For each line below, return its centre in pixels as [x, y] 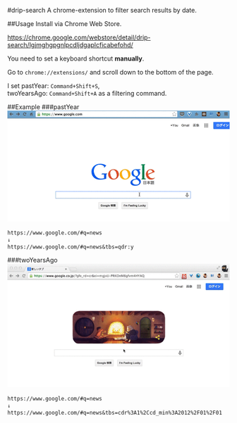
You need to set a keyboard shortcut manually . [76, 58]
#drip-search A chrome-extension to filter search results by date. [102, 10]
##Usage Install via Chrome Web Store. [65, 24]
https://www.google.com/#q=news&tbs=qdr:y [71, 247]
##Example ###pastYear [43, 107]
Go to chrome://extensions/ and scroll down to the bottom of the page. [110, 72]
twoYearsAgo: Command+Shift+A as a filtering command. [87, 93]
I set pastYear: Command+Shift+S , [54, 86]
